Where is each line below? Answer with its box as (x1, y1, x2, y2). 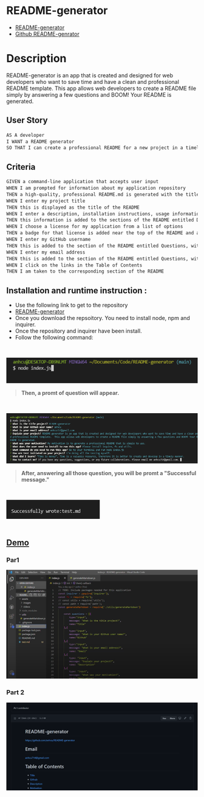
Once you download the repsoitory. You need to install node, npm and (15, 315, 190, 322)
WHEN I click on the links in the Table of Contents (6, 262, 143, 268)
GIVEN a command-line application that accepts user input (6, 179, 159, 185)
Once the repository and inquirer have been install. (15, 327, 142, 335)
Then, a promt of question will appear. (21, 389, 120, 397)
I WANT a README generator (6, 138, 75, 145)
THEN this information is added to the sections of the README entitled (6, 217, 194, 223)
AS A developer (6, 132, 45, 138)
